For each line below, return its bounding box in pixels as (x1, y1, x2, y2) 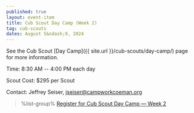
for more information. (6, 54, 58, 61)
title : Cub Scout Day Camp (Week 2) (6, 20, 97, 26)
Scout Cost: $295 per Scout (6, 77, 75, 84)
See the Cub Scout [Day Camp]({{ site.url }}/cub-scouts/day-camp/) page (6, 47, 188, 54)
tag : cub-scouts (6, 25, 47, 32)
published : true (6, 8, 47, 15)
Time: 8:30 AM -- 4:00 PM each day (6, 65, 96, 72)
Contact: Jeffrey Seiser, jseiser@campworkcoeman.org (6, 88, 142, 96)
